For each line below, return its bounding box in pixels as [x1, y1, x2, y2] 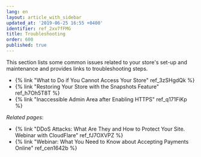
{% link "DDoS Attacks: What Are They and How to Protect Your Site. [14, 125, 185, 132]
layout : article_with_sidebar [6, 14, 82, 20]
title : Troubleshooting [6, 31, 66, 37]
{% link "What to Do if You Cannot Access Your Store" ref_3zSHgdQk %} [14, 76, 195, 84]
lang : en [6, 8, 28, 15]
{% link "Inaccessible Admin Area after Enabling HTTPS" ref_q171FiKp [14, 95, 187, 102]
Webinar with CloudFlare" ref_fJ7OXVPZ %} [14, 131, 124, 138]
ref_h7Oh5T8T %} [14, 89, 60, 96]
